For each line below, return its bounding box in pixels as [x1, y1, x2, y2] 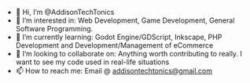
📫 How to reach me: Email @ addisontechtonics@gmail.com [15, 67, 212, 75]
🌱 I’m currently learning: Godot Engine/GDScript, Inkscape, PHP [15, 32, 222, 41]
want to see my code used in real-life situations [15, 57, 170, 67]
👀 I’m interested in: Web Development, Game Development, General [15, 16, 235, 25]
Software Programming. [15, 24, 94, 33]
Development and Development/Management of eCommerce [15, 41, 214, 50]
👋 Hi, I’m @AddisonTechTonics [15, 8, 115, 16]
